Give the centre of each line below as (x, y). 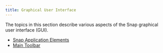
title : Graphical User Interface (41, 10)
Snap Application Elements (41, 40)
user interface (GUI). (27, 30)
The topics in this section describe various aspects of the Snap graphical (82, 24)
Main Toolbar (26, 45)
